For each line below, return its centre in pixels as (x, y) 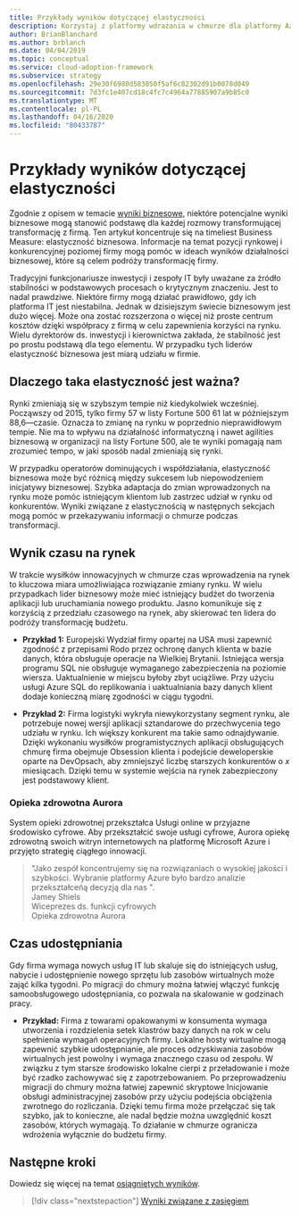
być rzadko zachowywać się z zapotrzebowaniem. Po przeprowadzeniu (154, 1078)
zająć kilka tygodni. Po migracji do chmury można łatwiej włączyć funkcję (144, 984)
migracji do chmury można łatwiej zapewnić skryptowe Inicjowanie (145, 1086)
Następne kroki (53, 1163)
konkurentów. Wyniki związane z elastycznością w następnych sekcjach (142, 506)
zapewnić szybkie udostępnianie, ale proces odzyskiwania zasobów (148, 1049)
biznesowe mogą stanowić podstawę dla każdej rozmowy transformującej (145, 222)
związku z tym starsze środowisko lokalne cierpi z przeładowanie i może (156, 1068)
